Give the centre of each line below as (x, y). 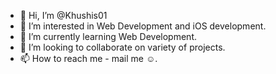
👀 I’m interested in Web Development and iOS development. (143, 26)
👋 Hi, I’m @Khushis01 (63, 15)
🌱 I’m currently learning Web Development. (108, 36)
